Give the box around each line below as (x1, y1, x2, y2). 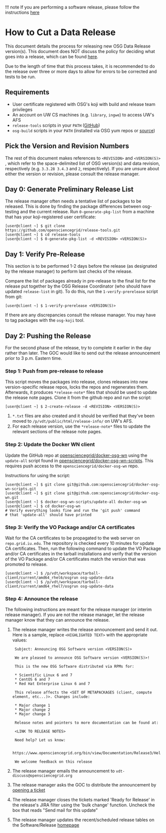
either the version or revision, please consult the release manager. (5, 171, 140, 177)
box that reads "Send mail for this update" (12, 807, 98, 813)
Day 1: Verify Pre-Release (5, 250, 85, 258)
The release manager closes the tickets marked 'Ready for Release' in (12, 797, 155, 803)
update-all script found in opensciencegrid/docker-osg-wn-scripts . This (5, 457, 154, 463)
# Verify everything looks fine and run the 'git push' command (5, 508, 140, 513)
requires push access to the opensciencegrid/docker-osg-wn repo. (5, 463, 139, 469)
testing (5, 209, 19, 215)
